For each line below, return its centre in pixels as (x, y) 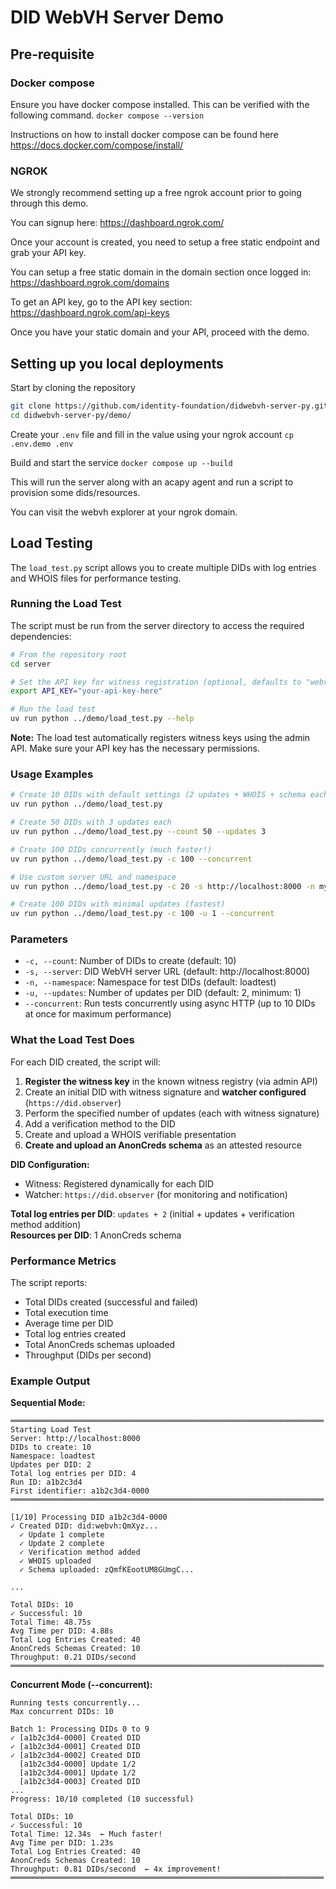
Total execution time (66, 1313)
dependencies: (41, 636)
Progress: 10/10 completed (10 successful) (102, 1799)
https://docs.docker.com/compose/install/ (97, 145)
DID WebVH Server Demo (117, 17)
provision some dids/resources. (75, 492)
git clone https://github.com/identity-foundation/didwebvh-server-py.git (169, 406)
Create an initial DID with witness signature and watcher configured (165, 1092)
